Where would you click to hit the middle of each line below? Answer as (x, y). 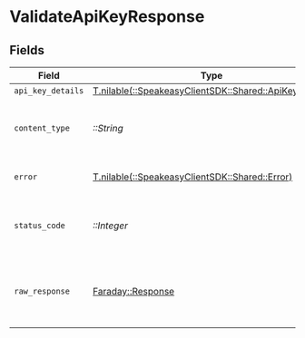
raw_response (42, 291)
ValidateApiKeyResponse (107, 17)
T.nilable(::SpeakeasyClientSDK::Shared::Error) (192, 177)
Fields (27, 50)
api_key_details (49, 91)
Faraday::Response (133, 291)
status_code (40, 225)
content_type (42, 128)
